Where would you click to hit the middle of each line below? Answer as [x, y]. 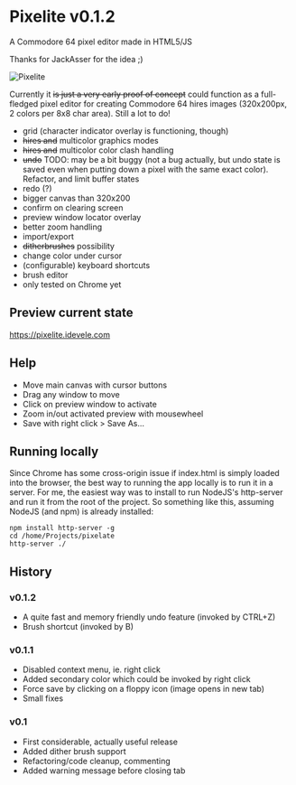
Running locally [54, 451]
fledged [24, 103]
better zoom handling [62, 227]
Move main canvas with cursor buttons [95, 385]
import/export [48, 236]
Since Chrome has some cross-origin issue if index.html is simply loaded [144, 473]
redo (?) [37, 188]
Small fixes [43, 698]
